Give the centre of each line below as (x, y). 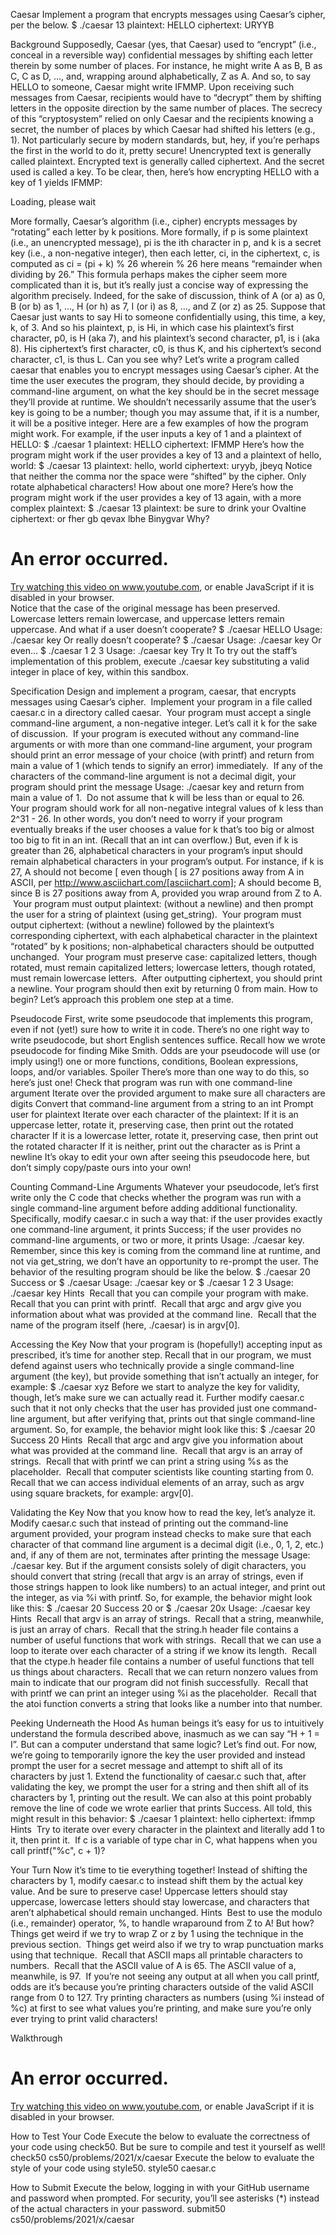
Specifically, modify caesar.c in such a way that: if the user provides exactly (166, 1218)
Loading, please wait (53, 202)
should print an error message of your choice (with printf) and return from (162, 755)
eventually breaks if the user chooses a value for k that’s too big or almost (162, 829)
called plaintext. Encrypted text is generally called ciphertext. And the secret (167, 161)
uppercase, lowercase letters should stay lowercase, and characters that (160, 1901)
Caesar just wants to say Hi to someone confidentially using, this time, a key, (168, 317)
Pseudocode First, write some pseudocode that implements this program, (162, 1018)
